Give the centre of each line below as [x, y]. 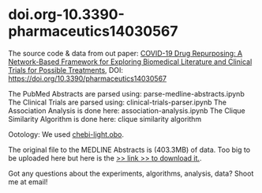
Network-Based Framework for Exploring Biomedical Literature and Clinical [130, 62]
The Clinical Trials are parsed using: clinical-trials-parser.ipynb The [118, 102]
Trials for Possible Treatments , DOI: [66, 70]
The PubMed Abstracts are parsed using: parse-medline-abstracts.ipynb [126, 93]
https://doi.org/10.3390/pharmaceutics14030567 [88, 78]
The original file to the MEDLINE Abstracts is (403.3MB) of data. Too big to [129, 149]
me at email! [28, 182]
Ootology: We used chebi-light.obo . [66, 134]
